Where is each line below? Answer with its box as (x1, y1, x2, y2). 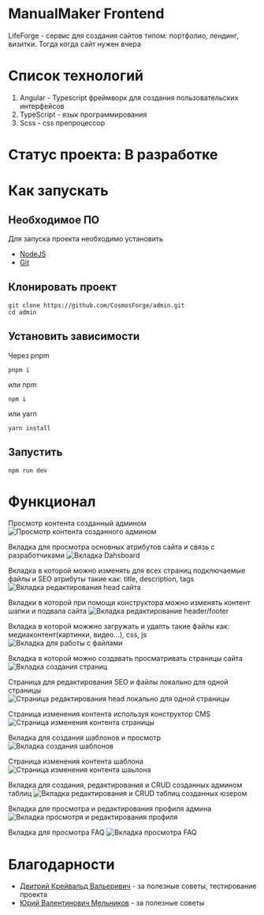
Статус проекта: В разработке (8, 146, 218, 164)
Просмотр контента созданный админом (8, 518, 147, 528)
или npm (8, 379, 37, 389)
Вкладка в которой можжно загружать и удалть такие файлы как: (8, 622, 230, 631)
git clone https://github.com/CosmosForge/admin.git (8, 301, 185, 309)
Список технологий (8, 67, 144, 85)
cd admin (8, 308, 37, 316)
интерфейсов (19, 101, 65, 110)
